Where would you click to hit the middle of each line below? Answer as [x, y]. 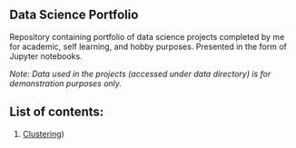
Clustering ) [44, 133]
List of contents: [57, 112]
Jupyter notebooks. [46, 56]
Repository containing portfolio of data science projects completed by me [147, 36]
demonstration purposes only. [66, 83]
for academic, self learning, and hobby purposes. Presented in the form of [148, 46]
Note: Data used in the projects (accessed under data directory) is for [140, 74]
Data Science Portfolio [74, 15]
